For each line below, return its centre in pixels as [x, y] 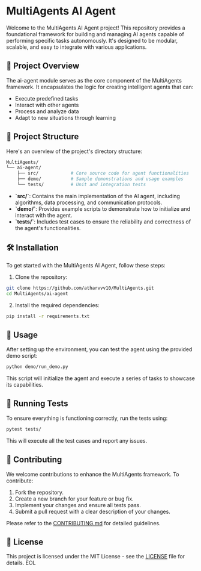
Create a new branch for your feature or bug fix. [74, 499]
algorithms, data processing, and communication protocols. [88, 202]
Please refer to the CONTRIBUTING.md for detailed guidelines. [83, 523]
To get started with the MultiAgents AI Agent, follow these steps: [86, 265]
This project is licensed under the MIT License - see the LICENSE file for [95, 557]
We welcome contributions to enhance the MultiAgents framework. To [93, 474]
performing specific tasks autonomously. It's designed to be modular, [92, 40]
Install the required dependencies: [57, 305]
